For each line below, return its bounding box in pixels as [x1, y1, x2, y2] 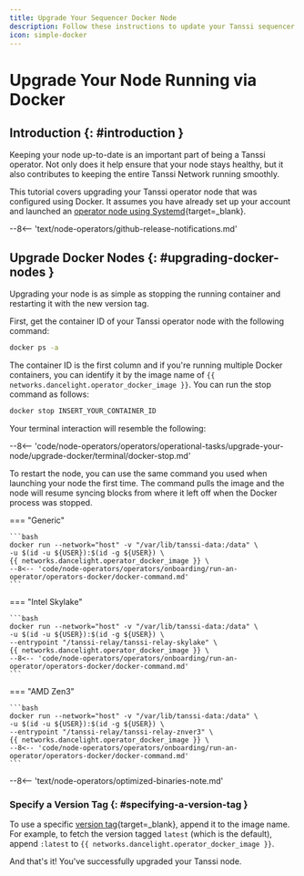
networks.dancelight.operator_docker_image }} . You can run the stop [9, 380, 271, 391]
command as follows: [9, 389, 89, 400]
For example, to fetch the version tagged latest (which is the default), [9, 829, 273, 839]
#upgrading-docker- [159, 250, 279, 266]
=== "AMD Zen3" [9, 685, 75, 696]
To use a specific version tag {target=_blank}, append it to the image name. [9, 819, 290, 830]
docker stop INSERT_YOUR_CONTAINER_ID [9, 407, 157, 416]
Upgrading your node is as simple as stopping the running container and [9, 288, 281, 299]
